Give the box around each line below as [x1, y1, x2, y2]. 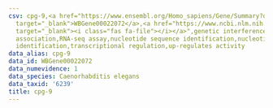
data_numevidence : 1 [8, 65, 79, 73]
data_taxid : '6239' [8, 80, 75, 88]
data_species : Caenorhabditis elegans [8, 72, 140, 80]
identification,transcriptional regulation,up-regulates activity [15, 42, 245, 50]
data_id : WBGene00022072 [8, 58, 93, 66]
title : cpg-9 [8, 87, 53, 96]
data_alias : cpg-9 [8, 50, 71, 58]
